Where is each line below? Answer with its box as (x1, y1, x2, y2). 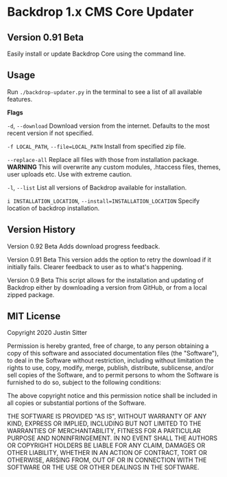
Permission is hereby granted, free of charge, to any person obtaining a (7, 342, 209, 350)
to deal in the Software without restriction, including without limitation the (7, 356, 214, 364)
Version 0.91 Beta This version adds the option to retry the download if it (7, 255, 211, 264)
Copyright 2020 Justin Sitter (7, 329, 88, 337)
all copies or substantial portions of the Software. (7, 399, 146, 407)
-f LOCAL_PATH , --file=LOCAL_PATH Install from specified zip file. (7, 142, 187, 150)
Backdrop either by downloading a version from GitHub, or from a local (7, 283, 207, 292)
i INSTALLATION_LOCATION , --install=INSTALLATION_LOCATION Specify (7, 196, 200, 205)
